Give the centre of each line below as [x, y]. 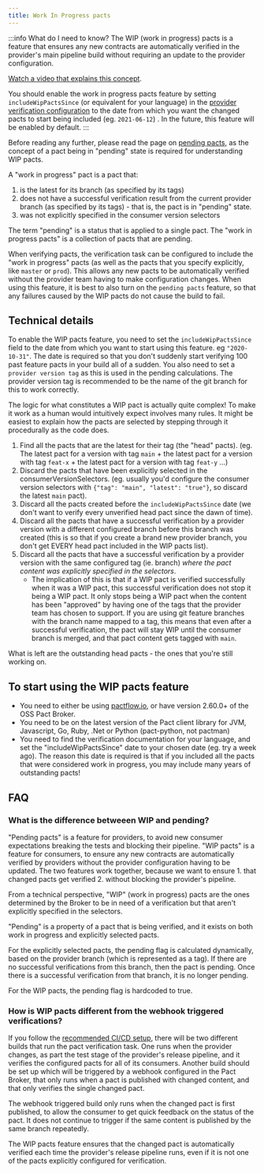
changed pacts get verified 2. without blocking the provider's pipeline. [122, 879]
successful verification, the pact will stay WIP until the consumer [136, 630]
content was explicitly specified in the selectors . [98, 571]
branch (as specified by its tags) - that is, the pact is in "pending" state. [136, 207]
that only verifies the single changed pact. [76, 1089]
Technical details [51, 321]
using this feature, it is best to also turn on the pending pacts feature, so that [132, 287]
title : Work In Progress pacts [59, 15]
